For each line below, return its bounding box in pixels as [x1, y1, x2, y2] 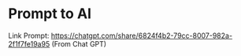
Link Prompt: [8, 31, 50, 40]
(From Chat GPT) [51, 39, 107, 48]
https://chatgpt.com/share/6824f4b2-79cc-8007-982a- [50, 31, 233, 40]
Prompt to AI [8, 5, 92, 23]
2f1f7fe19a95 [8, 39, 50, 48]
